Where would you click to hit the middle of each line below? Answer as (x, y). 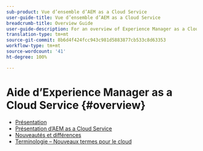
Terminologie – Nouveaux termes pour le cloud (73, 141)
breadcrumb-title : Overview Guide (50, 23)
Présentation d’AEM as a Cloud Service (63, 129)
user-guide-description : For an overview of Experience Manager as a (96, 29)
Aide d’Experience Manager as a (89, 92)
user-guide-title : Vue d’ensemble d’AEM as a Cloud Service (84, 18)
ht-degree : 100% (27, 57)
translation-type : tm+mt (37, 35)
